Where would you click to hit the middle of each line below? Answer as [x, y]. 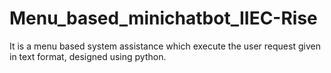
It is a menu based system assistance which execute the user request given [165, 46]
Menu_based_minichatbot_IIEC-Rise [163, 18]
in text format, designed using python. [88, 56]
